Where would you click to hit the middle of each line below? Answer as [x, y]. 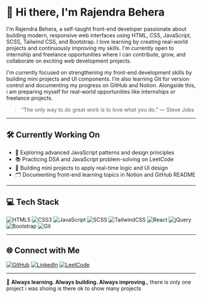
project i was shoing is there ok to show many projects [74, 288]
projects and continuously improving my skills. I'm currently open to [90, 48]
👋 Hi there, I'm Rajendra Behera [85, 12]
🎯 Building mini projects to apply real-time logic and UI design [91, 168]
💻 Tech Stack [33, 202]
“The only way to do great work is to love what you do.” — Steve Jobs [107, 109]
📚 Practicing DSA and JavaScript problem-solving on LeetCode [94, 159]
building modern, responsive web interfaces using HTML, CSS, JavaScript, [99, 35]
